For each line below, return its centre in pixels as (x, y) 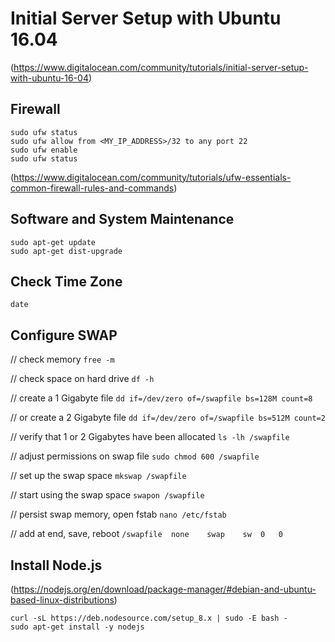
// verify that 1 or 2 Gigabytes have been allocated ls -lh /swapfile (150, 437)
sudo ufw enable (44, 150)
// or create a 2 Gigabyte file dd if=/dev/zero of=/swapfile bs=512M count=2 (168, 418)
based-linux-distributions (62, 600)
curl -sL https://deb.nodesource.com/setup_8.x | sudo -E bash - (149, 618)
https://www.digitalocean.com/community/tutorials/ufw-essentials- (152, 177)
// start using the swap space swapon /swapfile (107, 495)
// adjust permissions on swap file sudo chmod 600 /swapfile (135, 456)
